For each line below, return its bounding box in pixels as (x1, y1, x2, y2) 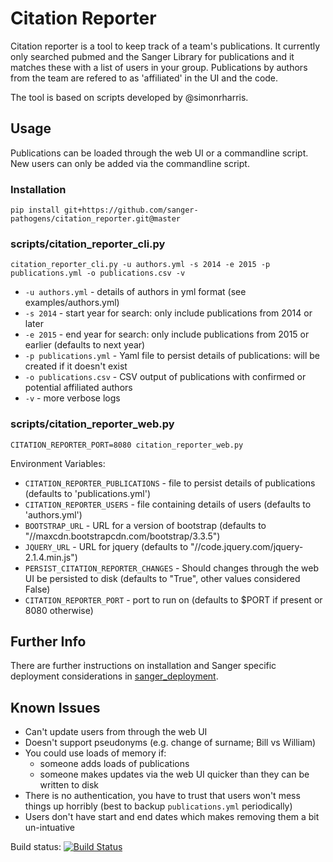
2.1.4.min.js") (24, 551, 78, 563)
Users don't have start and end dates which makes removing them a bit (24, 811, 320, 823)
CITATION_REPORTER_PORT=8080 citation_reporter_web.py (10, 440, 244, 450)
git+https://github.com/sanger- (63, 205, 199, 216)
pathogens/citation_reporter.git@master (10, 214, 182, 224)
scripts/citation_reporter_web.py (10, 417, 175, 431)
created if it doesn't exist (24, 360, 128, 372)
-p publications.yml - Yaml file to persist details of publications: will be (24, 350, 321, 362)
